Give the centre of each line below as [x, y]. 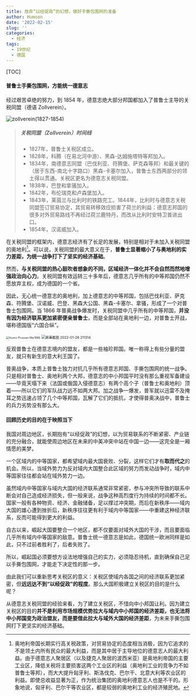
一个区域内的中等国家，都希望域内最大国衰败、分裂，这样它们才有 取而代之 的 [98, 461]
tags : [13, 44]
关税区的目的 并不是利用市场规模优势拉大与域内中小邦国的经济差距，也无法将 [98, 611]
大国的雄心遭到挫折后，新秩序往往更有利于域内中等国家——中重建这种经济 [95, 510]
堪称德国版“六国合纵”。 [34, 325]
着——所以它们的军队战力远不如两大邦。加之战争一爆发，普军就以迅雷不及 [95, 391]
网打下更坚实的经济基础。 [37, 625]
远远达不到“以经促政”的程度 [55, 584]
